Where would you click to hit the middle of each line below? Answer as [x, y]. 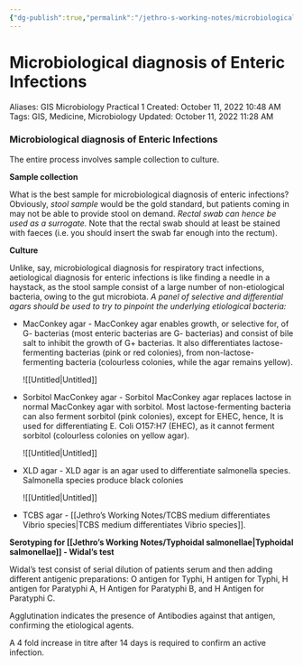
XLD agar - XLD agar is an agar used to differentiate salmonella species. [156, 470]
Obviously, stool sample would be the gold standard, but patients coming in [150, 203]
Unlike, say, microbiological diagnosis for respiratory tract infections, [137, 267]
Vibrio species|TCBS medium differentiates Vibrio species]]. [134, 524]
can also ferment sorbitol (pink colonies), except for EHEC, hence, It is [153, 416]
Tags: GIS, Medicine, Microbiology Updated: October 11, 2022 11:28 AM [142, 116]
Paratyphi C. [32, 598]
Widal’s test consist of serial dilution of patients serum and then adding [141, 569]
